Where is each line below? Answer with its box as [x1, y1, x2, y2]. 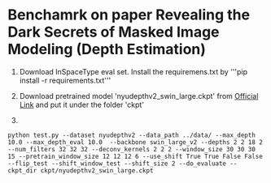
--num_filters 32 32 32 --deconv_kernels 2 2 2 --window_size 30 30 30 [7, 145, 256, 153]
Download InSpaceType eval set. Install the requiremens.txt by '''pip [19, 66, 248, 76]
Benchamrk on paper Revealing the [7, 6, 250, 24]
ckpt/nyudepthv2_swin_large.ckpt [40, 166, 154, 175]
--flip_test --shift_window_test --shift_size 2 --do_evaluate [7, 160, 227, 168]
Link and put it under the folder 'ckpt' [19, 100, 144, 109]
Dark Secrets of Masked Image [7, 23, 221, 41]
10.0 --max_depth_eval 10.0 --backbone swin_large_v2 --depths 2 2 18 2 [7, 138, 264, 147]
